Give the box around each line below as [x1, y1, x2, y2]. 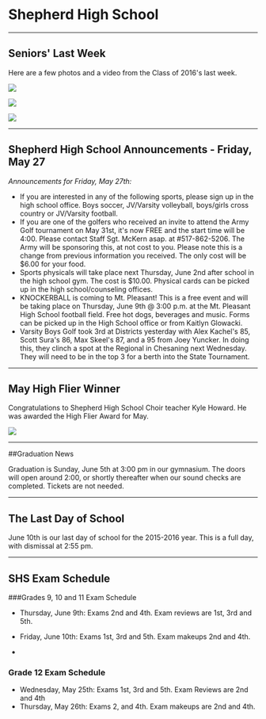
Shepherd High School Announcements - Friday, [8, 143, 252, 156]
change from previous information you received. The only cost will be [19, 251, 247, 260]
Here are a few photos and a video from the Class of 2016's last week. [8, 67, 237, 77]
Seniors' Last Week [8, 47, 106, 60]
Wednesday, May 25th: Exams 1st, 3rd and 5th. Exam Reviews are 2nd [19, 685, 249, 694]
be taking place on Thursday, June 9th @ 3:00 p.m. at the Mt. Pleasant [19, 301, 251, 311]
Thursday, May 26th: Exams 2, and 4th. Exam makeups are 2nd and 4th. [19, 702, 256, 711]
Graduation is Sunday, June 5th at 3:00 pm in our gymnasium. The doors [8, 465, 245, 474]
